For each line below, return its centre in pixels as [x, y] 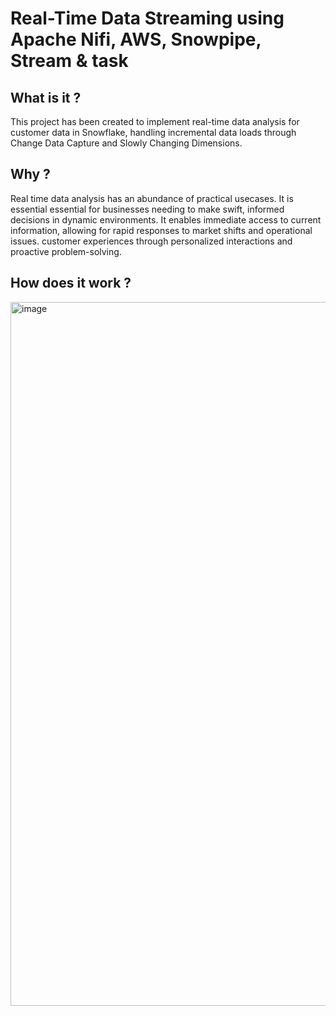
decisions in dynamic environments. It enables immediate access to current [166, 219]
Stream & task [69, 61]
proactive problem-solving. [66, 251]
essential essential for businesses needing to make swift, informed [147, 209]
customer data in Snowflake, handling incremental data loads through [153, 132]
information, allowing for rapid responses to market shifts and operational [161, 230]
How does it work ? [71, 283]
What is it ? [46, 97]
